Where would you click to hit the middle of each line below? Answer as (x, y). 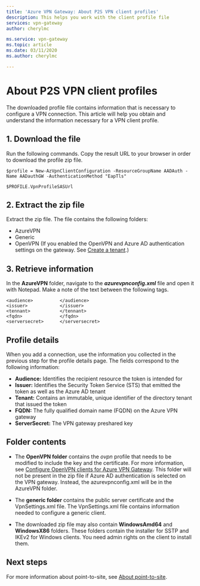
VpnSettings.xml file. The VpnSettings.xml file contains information (97, 506)
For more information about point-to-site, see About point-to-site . (87, 576)
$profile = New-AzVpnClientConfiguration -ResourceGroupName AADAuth (95, 171)
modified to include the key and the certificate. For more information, (100, 463)
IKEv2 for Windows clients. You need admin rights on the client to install (103, 537)
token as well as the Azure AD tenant (60, 391)
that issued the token (41, 404)
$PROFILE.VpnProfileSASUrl (40, 186)
